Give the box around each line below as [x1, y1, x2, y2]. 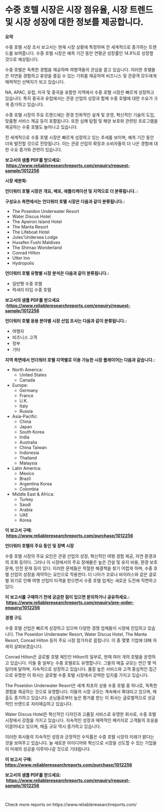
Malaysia [19, 460, 37, 466]
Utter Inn [12, 255, 30, 261]
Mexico [19, 470, 35, 476]
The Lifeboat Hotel [12, 229, 50, 235]
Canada [19, 377, 36, 383]
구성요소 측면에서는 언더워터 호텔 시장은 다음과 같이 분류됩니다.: [5, 198, 125, 204]
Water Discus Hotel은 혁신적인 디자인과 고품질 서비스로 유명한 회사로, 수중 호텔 [5, 711, 157, 717]
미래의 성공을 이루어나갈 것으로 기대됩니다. [10, 746, 91, 752]
